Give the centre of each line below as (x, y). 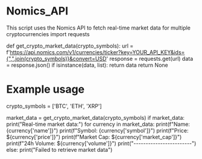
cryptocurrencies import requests (48, 34)
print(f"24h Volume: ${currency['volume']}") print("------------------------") (101, 143)
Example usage (46, 89)
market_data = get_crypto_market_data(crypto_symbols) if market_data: (96, 117)
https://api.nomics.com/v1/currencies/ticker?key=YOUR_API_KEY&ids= (97, 52)
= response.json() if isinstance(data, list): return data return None (87, 65)
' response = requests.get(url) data (150, 58)
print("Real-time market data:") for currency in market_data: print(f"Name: (98, 124)
